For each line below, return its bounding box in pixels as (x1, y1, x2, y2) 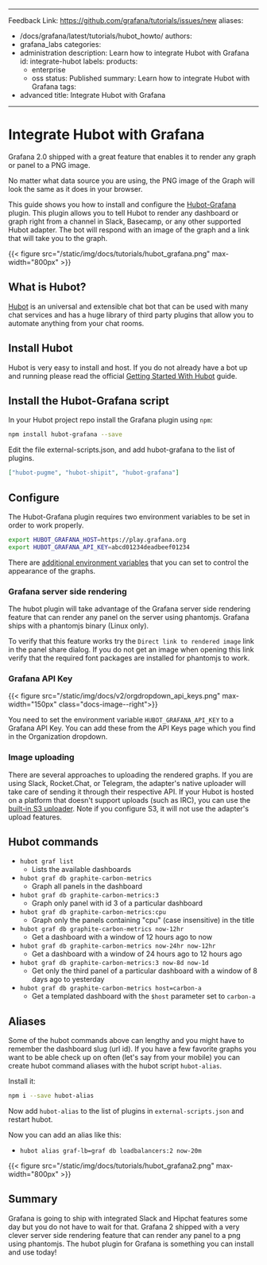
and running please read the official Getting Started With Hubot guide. (8, 371, 238, 380)
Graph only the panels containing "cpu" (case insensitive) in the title (31, 916, 255, 925)
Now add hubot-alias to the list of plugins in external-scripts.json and (8, 1107, 245, 1116)
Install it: (8, 1076, 36, 1086)
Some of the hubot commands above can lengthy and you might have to (8, 1036, 245, 1045)
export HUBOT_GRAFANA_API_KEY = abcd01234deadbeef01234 (8, 543, 191, 551)
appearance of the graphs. (8, 566, 96, 575)
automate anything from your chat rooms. (8, 318, 145, 328)
